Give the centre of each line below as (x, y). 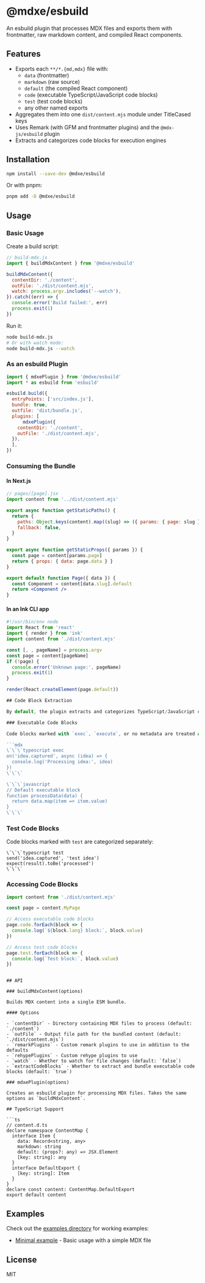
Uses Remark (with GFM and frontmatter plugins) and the (87, 127)
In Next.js (19, 481)
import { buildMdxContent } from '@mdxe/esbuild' (71, 263)
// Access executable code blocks (50, 919)
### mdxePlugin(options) (38, 1083)
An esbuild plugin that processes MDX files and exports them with (89, 28)
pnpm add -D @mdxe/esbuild (41, 196)
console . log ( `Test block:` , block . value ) (65, 959)
